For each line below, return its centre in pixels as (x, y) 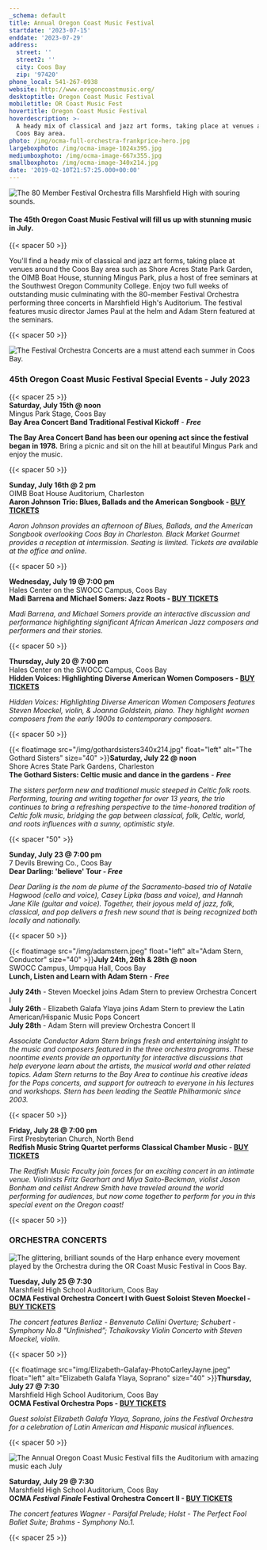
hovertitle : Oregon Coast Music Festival (78, 112)
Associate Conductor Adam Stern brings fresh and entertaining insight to (129, 1040)
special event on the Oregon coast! (67, 1204)
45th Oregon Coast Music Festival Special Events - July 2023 (130, 380)
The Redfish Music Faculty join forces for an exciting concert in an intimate (132, 1170)
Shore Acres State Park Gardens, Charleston (82, 766)
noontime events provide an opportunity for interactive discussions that (126, 1057)
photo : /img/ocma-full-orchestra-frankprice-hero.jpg (100, 141)
